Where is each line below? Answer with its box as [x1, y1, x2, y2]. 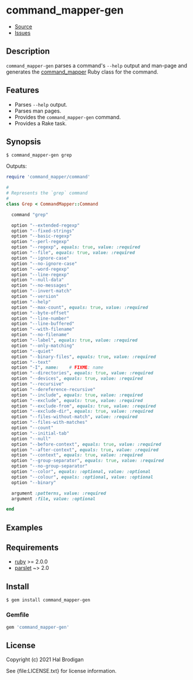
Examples [6, 522, 43, 533]
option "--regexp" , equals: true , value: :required [11, 244, 141, 250]
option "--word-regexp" [11, 266, 69, 272]
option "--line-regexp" [11, 271, 69, 277]
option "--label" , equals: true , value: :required [11, 337, 138, 343]
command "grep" [11, 211, 49, 218]
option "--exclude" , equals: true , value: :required [11, 397, 143, 403]
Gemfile [6, 611, 29, 619]
